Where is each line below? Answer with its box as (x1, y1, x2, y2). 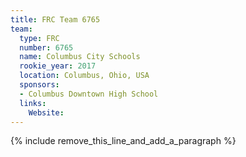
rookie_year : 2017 (19, 61, 97, 71)
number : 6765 (19, 42, 74, 53)
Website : (28, 107, 65, 118)
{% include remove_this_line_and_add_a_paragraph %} (10, 135, 237, 147)
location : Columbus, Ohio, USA (19, 71, 150, 81)
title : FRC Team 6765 (10, 14, 101, 25)
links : (19, 98, 47, 108)
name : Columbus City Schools (19, 52, 141, 62)
